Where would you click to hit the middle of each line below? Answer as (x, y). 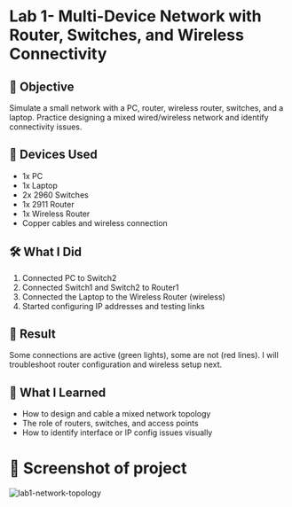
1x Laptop (39, 185)
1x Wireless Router (56, 214)
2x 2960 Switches (55, 195)
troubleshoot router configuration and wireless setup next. (116, 364)
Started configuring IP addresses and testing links (114, 306)
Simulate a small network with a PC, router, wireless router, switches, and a (146, 108)
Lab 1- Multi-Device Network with (135, 16)
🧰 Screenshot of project (98, 468)
